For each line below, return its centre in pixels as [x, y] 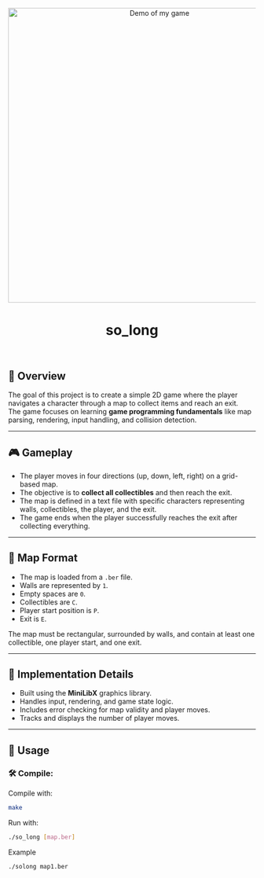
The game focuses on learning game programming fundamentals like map [130, 411]
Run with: [24, 823]
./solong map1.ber [38, 866]
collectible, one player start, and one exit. [75, 642]
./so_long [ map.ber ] [42, 837]
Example [22, 852]
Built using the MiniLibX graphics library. [85, 693]
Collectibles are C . [48, 602]
